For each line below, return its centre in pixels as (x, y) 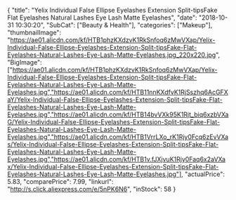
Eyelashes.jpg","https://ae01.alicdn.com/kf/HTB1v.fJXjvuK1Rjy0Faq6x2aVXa (117, 159)
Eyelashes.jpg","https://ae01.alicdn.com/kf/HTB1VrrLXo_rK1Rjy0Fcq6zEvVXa (118, 137)
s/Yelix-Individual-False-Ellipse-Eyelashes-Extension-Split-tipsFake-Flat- (113, 144)
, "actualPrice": (203, 174)
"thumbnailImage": (34, 32)
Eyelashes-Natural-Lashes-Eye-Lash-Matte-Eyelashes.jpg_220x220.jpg (112, 55)
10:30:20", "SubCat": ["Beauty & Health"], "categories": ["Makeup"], (114, 25)
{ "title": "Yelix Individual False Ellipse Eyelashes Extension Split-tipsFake (112, 10)
